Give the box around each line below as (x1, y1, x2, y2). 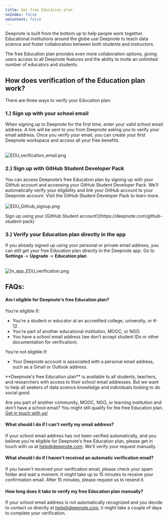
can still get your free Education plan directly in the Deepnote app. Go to (5, 247, 154, 254)
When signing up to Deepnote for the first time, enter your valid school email (5, 121, 163, 127)
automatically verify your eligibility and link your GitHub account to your (5, 187, 153, 193)
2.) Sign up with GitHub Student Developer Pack (5, 165, 124, 172)
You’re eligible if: (5, 308, 40, 314)
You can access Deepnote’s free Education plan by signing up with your (5, 177, 154, 183)
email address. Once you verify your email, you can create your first (5, 132, 145, 138)
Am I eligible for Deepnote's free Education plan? (5, 297, 109, 303)
